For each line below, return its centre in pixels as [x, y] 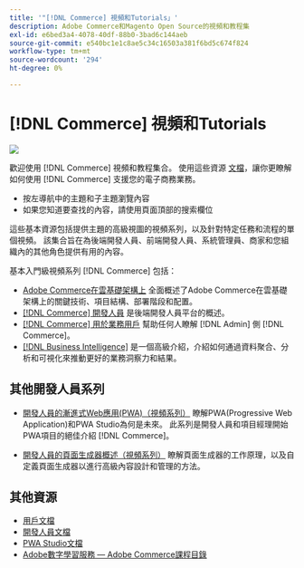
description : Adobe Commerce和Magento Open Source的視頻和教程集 [130, 26]
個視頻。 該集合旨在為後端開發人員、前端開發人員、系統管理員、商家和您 [145, 240]
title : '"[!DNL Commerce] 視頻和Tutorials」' [94, 18]
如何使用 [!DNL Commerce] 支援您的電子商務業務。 [105, 178]
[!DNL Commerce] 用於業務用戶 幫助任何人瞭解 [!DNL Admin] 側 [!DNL [153, 323]
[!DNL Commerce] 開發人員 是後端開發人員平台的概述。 [126, 313]
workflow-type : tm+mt [50, 52]
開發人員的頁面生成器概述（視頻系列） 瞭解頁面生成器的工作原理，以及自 [158, 455]
